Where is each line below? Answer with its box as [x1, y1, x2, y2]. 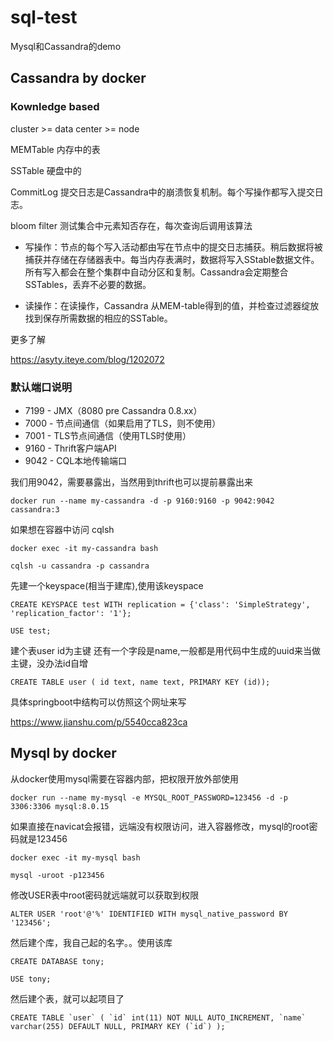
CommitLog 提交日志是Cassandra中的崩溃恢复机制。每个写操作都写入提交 [10, 186, 315, 198]
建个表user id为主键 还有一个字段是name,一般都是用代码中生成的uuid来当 [10, 644, 313, 656]
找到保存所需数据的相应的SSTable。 [24, 312, 173, 324]
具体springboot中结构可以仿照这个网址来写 [10, 696, 187, 708]
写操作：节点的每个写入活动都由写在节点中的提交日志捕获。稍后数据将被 [24, 241, 323, 253]
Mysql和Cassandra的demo [10, 40, 122, 52]
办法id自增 [44, 657, 88, 669]
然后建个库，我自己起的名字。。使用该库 [10, 936, 173, 948]
